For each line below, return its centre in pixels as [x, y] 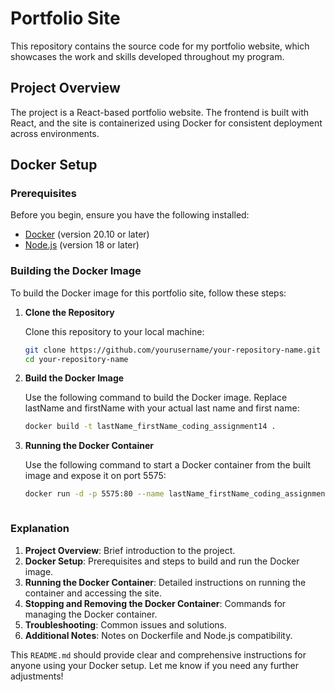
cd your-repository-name [76, 359]
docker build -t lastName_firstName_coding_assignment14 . [150, 427]
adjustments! [37, 676]
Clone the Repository [69, 312]
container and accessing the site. [93, 593]
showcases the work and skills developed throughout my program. [147, 56]
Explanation [40, 529]
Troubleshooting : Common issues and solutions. [126, 624]
